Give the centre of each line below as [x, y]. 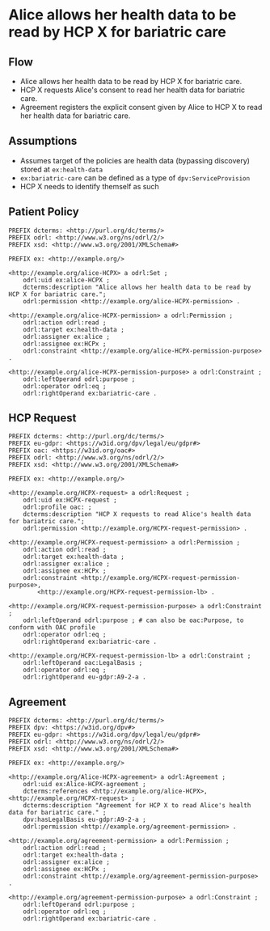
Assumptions [43, 141]
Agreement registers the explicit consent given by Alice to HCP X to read [141, 107]
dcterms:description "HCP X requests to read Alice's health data [137, 514]
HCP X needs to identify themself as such [89, 186]
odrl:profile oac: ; [57, 507]
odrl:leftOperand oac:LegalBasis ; [83, 663]
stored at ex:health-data [61, 169]
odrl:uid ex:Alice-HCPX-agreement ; [85, 785]
